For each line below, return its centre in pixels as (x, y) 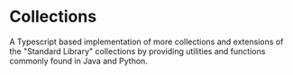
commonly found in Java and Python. (79, 61)
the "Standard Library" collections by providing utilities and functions (137, 51)
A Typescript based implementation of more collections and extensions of (146, 42)
